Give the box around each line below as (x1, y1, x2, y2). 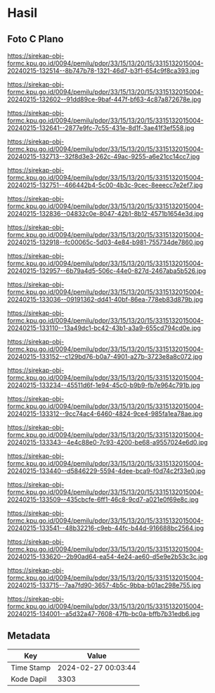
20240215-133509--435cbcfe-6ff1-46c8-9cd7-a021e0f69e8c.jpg (7, 495, 199, 504)
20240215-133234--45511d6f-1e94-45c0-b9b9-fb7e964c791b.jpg (7, 381, 200, 389)
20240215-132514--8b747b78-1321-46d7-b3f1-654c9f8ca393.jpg (7, 67, 200, 75)
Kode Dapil (11, 674, 47, 684)
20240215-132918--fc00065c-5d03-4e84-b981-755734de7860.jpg (7, 238, 204, 246)
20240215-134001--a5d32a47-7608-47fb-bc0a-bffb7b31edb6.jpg (7, 610, 200, 618)
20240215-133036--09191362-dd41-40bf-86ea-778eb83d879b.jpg (7, 295, 204, 303)
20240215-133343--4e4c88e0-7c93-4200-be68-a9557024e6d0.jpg (7, 438, 209, 446)
